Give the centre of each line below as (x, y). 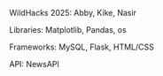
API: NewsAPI (34, 64)
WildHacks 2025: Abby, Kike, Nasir (73, 13)
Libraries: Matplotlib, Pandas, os (68, 30)
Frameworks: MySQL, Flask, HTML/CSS (82, 47)
